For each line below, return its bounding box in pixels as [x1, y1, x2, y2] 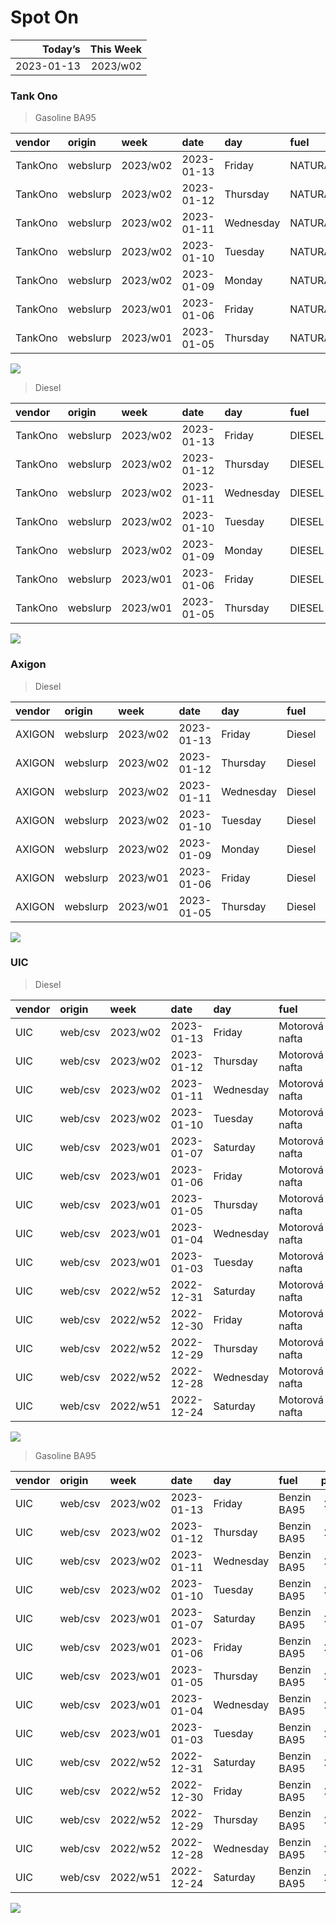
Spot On [10, 6, 80, 29]
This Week [89, 42, 143, 56]
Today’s [41, 42, 81, 56]
